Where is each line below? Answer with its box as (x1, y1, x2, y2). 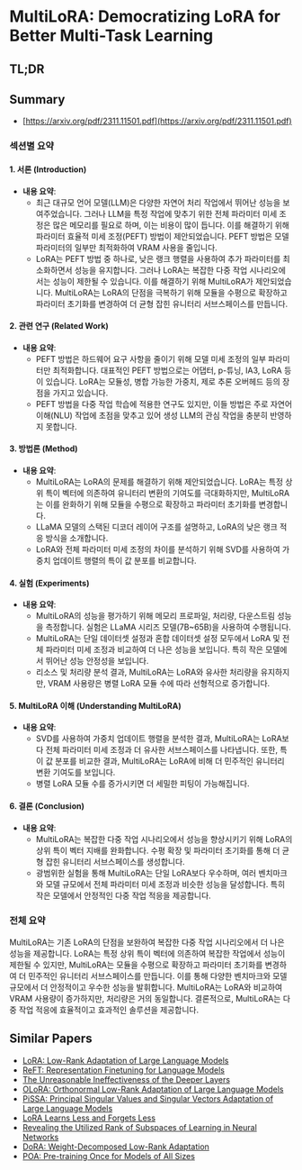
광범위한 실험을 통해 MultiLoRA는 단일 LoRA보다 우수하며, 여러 (35, 867, 257, 878)
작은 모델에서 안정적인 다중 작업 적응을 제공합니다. (35, 890, 211, 901)
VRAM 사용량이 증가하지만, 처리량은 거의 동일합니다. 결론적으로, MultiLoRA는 (9, 993, 281, 1003)
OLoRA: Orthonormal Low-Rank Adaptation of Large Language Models (22, 1084, 284, 1094)
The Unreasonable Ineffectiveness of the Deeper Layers (22, 1074, 231, 1084)
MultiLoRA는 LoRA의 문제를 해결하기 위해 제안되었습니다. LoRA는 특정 (35, 476, 284, 487)
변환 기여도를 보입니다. (35, 767, 116, 778)
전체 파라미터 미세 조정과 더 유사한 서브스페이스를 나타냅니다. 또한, (45, 745, 279, 756)
